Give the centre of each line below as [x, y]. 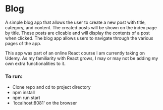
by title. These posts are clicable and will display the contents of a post [78, 33]
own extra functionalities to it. [35, 63]
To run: [14, 76]
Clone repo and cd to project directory [51, 87]
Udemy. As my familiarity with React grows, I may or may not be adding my [82, 58]
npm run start [26, 98]
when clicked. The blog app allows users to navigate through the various [79, 38]
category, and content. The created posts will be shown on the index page [81, 27]
